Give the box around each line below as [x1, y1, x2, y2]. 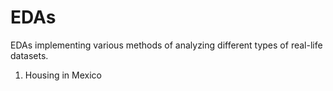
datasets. [10, 49, 49, 61]
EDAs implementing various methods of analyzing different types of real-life [10, 39, 323, 51]
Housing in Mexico [24, 69, 102, 81]
